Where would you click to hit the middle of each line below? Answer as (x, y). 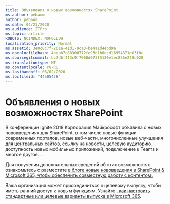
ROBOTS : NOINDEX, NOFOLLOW (34, 39)
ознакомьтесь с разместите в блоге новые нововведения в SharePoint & (85, 170)
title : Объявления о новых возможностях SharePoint (62, 10)
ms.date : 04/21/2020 (27, 24)
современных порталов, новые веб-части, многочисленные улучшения (84, 138)
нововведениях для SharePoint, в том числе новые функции (71, 132)
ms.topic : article (25, 34)
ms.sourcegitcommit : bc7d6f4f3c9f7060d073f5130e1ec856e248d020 (74, 58)
